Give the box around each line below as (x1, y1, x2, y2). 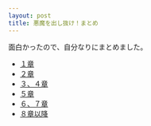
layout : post (8, 11, 52, 20)
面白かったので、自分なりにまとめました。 (8, 41, 148, 52)
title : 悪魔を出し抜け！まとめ (8, 19, 99, 27)
